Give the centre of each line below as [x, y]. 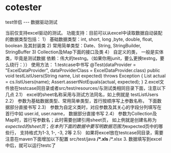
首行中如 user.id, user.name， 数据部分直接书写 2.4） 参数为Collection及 [81, 113]
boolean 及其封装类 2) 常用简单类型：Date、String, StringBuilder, [73, 45]
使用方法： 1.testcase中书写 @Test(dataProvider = [83, 65]
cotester [24, 7]
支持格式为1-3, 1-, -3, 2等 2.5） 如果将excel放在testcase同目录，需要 [92, 132]
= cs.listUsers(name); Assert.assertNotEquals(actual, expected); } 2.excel [82, 82]
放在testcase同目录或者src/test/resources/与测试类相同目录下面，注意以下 [88, 88]
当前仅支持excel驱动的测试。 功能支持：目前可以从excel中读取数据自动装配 [84, 33]
